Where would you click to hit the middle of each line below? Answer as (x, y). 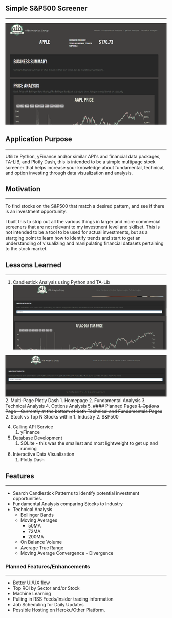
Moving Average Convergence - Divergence (67, 553)
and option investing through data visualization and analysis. (69, 173)
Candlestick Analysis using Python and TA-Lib (61, 282)
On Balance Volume (41, 542)
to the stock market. (26, 249)
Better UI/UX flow (31, 583)
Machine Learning (32, 593)
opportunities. (27, 499)
